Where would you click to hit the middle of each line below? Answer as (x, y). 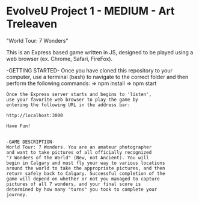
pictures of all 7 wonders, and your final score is (74, 184)
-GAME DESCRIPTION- (31, 142)
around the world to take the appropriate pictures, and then (86, 168)
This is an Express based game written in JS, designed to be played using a (100, 52)
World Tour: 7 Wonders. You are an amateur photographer (79, 147)
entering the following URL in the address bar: (68, 105)
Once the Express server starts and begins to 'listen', (79, 94)
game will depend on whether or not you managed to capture (83, 179)
